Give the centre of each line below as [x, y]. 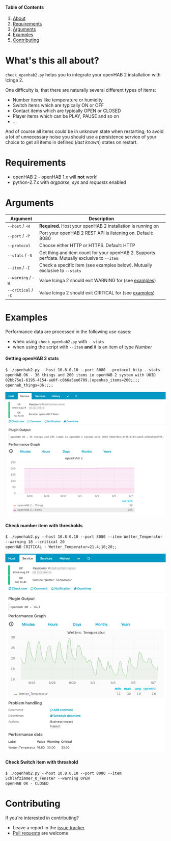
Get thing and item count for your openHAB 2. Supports [97, 253]
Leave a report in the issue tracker [49, 828]
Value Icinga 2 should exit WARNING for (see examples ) [97, 280]
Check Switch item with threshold [42, 762]
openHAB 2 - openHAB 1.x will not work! [55, 177]
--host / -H [19, 226]
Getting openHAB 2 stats [32, 359]
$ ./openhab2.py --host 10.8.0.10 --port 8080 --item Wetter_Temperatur [84, 537]
